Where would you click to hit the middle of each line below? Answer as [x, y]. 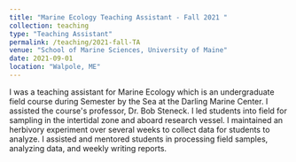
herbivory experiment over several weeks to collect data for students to [140, 129]
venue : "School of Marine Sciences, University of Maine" [118, 50]
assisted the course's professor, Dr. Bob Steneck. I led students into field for [148, 111]
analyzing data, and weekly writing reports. [88, 148]
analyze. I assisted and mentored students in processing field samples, [139, 139]
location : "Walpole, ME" [55, 67]
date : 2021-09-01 [41, 58]
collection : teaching [49, 26]
